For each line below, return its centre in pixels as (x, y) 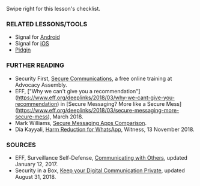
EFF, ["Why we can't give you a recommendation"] (77, 91)
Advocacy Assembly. (41, 85)
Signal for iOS (32, 44)
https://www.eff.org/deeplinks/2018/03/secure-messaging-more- (98, 110)
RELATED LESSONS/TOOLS (47, 24)
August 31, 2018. (35, 176)
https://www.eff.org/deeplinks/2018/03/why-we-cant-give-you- (96, 97)
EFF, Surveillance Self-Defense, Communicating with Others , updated (101, 157)
